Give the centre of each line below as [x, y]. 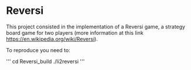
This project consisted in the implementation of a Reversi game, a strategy [96, 27]
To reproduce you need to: [38, 50]
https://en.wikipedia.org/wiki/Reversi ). [52, 39]
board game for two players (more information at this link [75, 32]
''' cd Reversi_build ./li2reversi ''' [45, 61]
